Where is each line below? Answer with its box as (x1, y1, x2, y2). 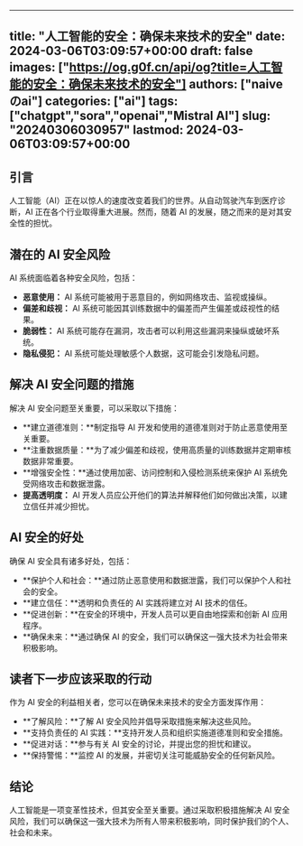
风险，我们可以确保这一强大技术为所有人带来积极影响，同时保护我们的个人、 (9, 816, 294, 827)
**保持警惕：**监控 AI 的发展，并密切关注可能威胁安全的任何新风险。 (22, 750, 280, 761)
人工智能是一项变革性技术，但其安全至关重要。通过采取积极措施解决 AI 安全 (9, 804, 290, 815)
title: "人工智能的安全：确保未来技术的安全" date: (9, 29, 286, 44)
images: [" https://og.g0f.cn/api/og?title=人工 (9, 60, 271, 75)
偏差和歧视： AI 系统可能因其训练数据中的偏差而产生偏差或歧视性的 (22, 303, 272, 314)
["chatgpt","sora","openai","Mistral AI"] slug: (9, 108, 271, 124)
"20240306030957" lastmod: (9, 123, 184, 138)
